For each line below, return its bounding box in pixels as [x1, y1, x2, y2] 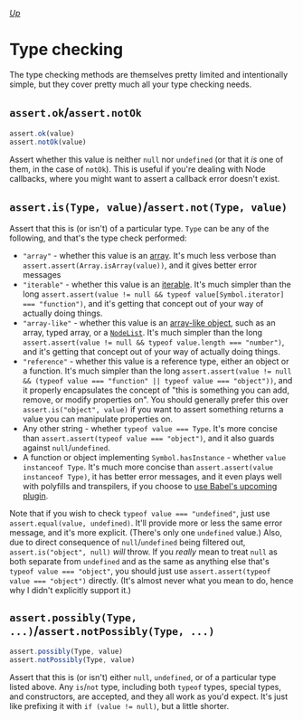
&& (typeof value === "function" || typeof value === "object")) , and [22, 375, 293, 386]
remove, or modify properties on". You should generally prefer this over [22, 394, 289, 405]
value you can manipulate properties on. [22, 413, 174, 424]
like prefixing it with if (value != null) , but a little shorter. [9, 700, 229, 711]
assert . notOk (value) [9, 137, 88, 147]
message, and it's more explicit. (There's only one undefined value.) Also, [9, 527, 283, 538]
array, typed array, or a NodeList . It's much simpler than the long [22, 327, 263, 338]
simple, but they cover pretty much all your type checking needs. [9, 79, 252, 90]
